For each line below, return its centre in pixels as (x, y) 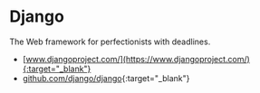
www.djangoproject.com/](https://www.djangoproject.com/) (138, 59)
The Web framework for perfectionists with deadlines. (110, 42)
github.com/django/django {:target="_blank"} (106, 78)
